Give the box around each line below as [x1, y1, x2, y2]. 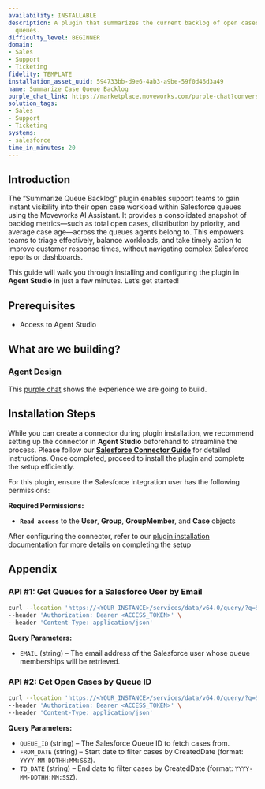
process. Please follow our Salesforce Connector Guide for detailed [8, 445, 230, 454]
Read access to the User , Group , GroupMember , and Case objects [19, 516, 236, 525]
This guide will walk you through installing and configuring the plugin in [8, 267, 240, 277]
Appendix [8, 562, 58, 576]
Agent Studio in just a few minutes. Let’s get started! [8, 276, 180, 286]
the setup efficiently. [8, 462, 75, 471]
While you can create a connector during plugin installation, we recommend [8, 428, 255, 438]
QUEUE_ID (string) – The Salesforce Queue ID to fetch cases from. [19, 739, 230, 748]
